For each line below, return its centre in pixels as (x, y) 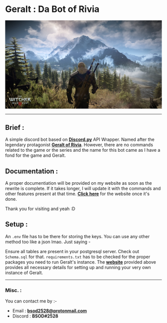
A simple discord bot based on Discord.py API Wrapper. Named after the (80, 140)
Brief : (15, 128)
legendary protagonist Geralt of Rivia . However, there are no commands (79, 145)
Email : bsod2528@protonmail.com (49, 311)
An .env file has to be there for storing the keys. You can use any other (78, 236)
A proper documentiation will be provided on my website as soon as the (79, 183)
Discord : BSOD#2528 (35, 316)
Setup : (17, 224)
